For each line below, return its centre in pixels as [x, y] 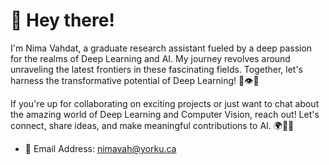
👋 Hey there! [62, 20]
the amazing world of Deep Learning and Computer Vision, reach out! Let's [165, 114]
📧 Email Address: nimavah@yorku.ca [100, 148]
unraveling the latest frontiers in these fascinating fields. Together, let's [157, 69]
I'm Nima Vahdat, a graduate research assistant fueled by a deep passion [161, 48]
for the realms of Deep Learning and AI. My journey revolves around [150, 58]
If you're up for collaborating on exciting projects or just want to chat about [165, 103]
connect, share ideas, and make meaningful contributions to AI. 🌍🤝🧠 [152, 125]
